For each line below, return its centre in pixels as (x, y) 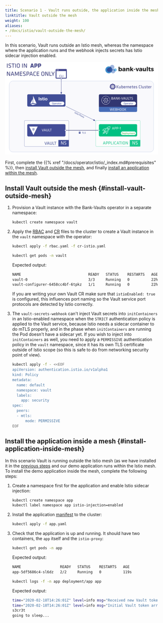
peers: (23, 411)
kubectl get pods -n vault (39, 255)
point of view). (26, 355)
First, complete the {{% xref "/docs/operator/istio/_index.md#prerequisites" (81, 162)
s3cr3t (19, 610)
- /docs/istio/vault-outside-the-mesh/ (45, 31)
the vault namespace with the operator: (52, 236)
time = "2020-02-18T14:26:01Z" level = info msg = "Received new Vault (79, 600)
